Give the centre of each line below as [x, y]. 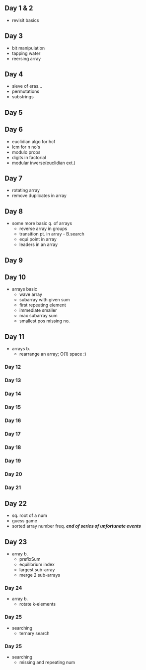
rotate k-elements [37, 604]
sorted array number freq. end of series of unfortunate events [76, 526]
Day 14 [13, 394]
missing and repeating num [47, 663]
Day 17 [13, 434]
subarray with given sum [44, 300]
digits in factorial [29, 157]
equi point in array [38, 239]
